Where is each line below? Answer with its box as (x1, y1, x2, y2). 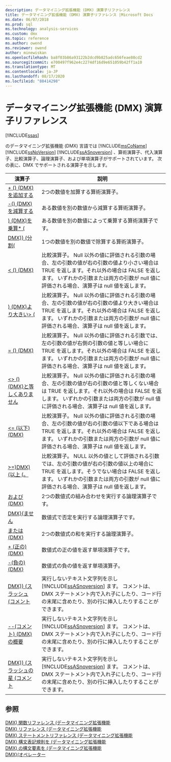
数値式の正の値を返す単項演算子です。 (41, 546, 133, 553)
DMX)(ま (8, 510, 29, 517)
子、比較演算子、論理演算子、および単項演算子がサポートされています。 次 (5, 155, 162, 161)
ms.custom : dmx (5, 31, 38, 36)
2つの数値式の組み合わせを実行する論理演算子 (41, 493, 152, 500)
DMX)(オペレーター (5, 751, 46, 757)
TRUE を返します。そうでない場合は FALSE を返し (41, 468, 161, 475)
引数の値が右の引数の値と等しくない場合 (62, 380, 159, 387)
